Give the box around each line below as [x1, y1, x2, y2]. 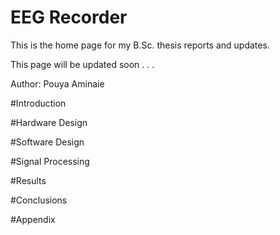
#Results [10, 174, 47, 186]
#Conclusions [10, 194, 68, 206]
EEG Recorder [10, 6, 128, 29]
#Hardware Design [10, 116, 88, 128]
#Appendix [10, 213, 56, 225]
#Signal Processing [10, 155, 90, 167]
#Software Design [10, 136, 85, 148]
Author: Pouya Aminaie [10, 77, 105, 90]
